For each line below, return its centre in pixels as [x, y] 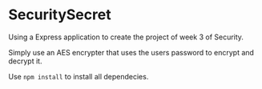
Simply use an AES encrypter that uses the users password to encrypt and [131, 52]
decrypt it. [25, 61]
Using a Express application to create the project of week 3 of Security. [126, 37]
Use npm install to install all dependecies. [79, 76]
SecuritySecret [60, 15]
